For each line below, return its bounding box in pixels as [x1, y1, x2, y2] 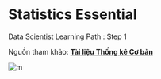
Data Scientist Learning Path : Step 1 [8, 32, 127, 41]
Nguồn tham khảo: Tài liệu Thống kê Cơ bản [8, 47, 153, 56]
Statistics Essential [8, 6, 137, 24]
